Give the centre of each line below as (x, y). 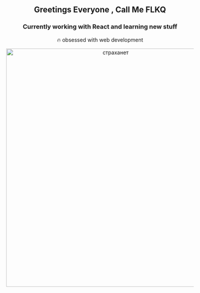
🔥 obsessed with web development (100, 40)
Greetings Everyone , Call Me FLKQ (100, 10)
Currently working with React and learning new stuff (100, 27)
